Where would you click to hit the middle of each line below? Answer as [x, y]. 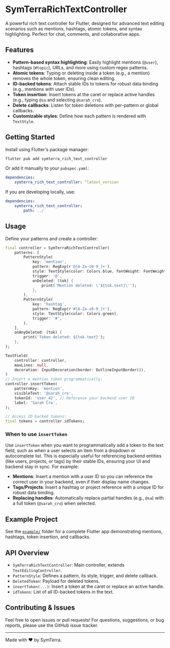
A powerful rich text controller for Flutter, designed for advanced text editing [85, 23]
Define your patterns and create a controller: [52, 238]
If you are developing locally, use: [40, 192]
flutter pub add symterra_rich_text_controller [56, 159]
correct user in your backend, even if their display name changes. [81, 482]
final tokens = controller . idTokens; [45, 421]
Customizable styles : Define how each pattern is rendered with [79, 116]
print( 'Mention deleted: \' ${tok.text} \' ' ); [89, 285]
